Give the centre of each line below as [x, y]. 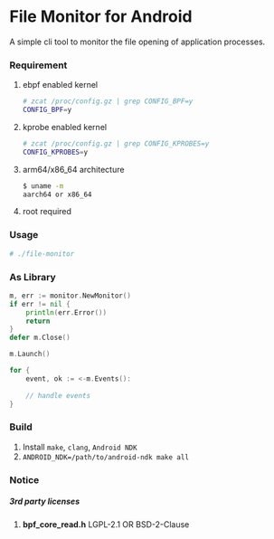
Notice [24, 479]
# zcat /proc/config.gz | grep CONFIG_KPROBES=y [116, 143]
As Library [33, 277]
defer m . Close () [40, 338]
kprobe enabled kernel [64, 127]
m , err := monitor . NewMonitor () [70, 296]
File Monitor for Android [101, 17]
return [38, 321]
